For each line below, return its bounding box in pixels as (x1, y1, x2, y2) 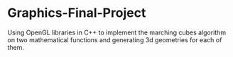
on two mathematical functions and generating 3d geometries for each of (7, 35, 222, 44)
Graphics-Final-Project (7, 5, 146, 21)
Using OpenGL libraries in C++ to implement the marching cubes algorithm (7, 28, 226, 37)
